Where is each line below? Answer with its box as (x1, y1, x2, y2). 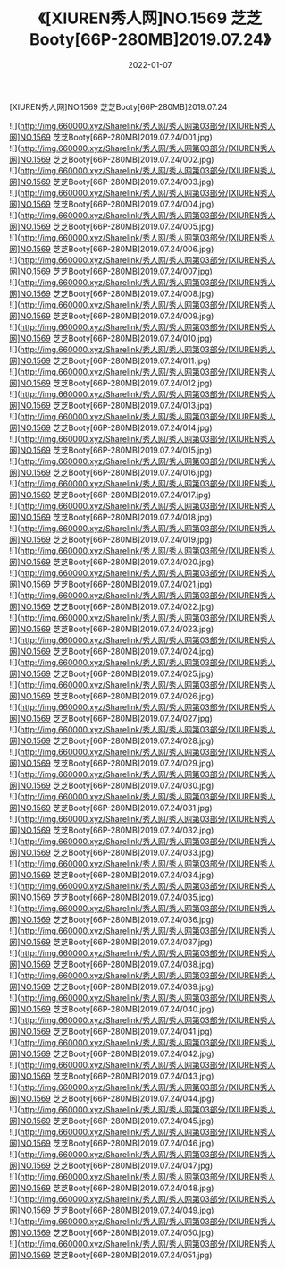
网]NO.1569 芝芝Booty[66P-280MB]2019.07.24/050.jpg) (9, 1227, 214, 1238)
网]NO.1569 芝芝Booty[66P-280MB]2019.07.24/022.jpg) (9, 601, 214, 612)
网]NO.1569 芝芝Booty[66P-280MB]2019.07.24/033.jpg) (9, 847, 214, 858)
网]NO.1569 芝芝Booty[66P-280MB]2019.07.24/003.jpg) (9, 176, 214, 187)
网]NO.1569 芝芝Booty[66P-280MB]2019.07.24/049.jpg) (9, 1205, 214, 1215)
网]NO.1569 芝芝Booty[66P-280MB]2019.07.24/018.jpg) (9, 512, 213, 522)
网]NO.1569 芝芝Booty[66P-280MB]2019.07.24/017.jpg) (9, 489, 212, 500)
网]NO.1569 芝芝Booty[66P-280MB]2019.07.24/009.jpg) (9, 310, 214, 321)
